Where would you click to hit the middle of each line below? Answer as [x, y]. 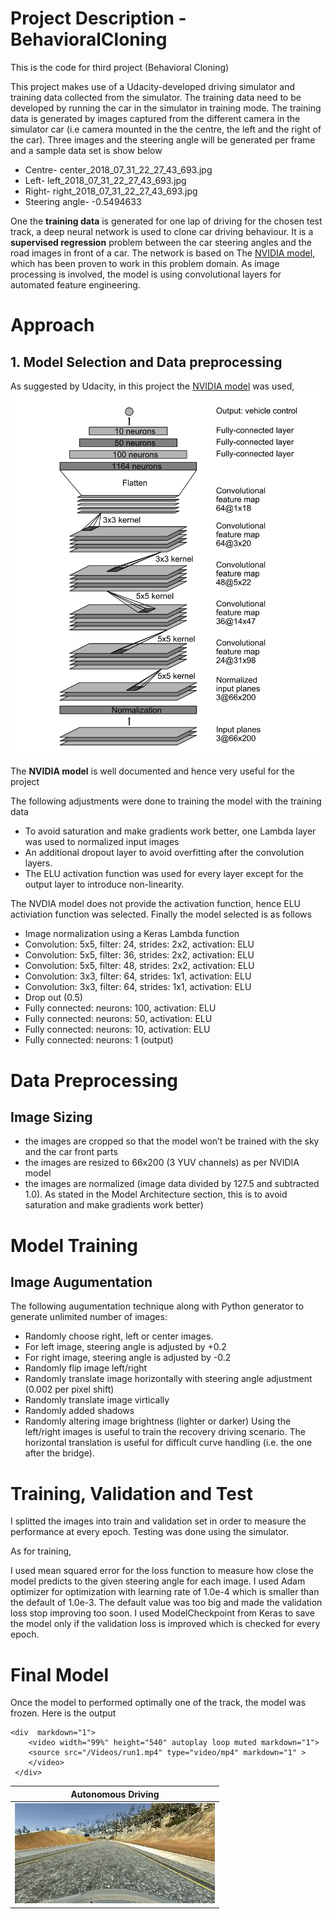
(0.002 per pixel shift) [69, 1389]
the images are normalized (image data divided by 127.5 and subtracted [172, 1184]
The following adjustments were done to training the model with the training [166, 801]
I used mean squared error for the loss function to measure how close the [162, 1571]
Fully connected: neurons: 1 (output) [99, 1040]
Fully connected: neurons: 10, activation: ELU [117, 1029]
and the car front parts [71, 1152]
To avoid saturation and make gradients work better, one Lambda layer [170, 831]
